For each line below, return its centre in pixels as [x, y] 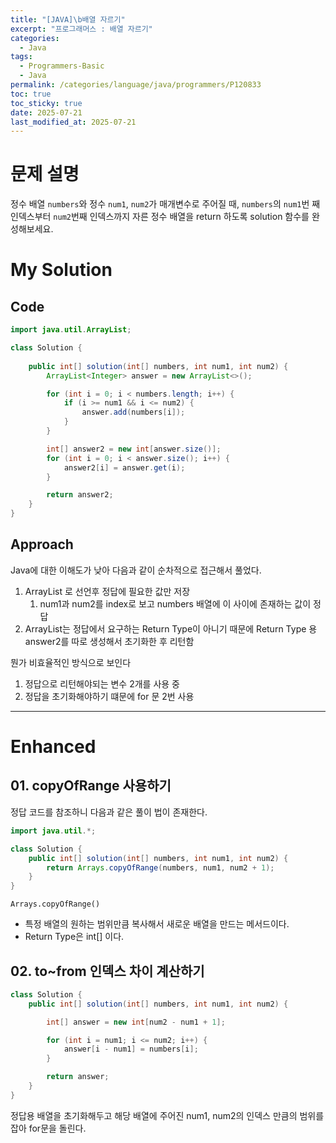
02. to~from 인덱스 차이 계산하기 [107, 971]
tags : [21, 57]
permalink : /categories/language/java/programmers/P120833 [136, 85]
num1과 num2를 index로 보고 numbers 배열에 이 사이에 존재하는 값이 [175, 603]
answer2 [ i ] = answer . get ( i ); [124, 467]
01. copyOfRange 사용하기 [91, 786]
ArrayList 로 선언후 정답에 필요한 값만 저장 [107, 591]
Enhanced [53, 747]
